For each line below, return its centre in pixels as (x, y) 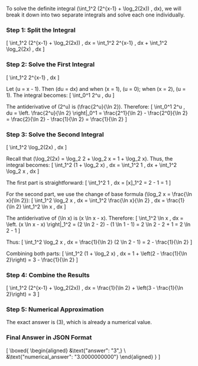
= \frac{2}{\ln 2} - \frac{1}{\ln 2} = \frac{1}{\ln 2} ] (66, 119)
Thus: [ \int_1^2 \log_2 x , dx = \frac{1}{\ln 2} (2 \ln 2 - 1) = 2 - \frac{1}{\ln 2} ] (99, 242)
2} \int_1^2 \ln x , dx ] (41, 207)
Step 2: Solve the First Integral (51, 64)
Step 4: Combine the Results (48, 275)
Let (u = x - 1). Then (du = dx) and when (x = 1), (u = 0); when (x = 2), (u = (96, 89)
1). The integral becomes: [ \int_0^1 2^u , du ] (60, 95)
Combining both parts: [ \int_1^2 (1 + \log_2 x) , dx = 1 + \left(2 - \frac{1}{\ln (97, 253)
